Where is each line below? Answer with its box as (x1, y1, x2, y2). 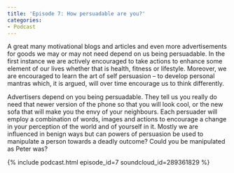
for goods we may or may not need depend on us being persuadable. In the (7, 50, 226, 58)
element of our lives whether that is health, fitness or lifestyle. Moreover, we (7, 64, 227, 73)
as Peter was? (7, 144, 48, 153)
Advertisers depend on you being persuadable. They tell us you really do (7, 93, 217, 101)
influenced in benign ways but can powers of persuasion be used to (7, 130, 204, 138)
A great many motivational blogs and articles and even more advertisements (7, 43, 228, 51)
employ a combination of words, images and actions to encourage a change (7, 115, 227, 123)
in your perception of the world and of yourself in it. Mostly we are (7, 123, 198, 131)
